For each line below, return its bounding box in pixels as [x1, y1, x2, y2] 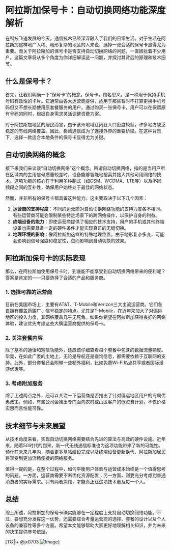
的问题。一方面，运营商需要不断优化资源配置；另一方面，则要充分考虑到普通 [5, 472, 166, 479]
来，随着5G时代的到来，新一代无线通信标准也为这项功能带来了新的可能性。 [5, 443, 163, 449]
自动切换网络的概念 [5, 151, 66, 159]
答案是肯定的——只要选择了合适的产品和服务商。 [5, 274, 108, 281]
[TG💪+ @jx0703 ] [5, 538, 60, 545]
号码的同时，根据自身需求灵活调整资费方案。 [9, 111, 103, 117]
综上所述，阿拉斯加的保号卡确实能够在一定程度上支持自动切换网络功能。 [5, 509, 157, 515]
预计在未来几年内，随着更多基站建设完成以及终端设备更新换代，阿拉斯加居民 [5, 449, 166, 455]
